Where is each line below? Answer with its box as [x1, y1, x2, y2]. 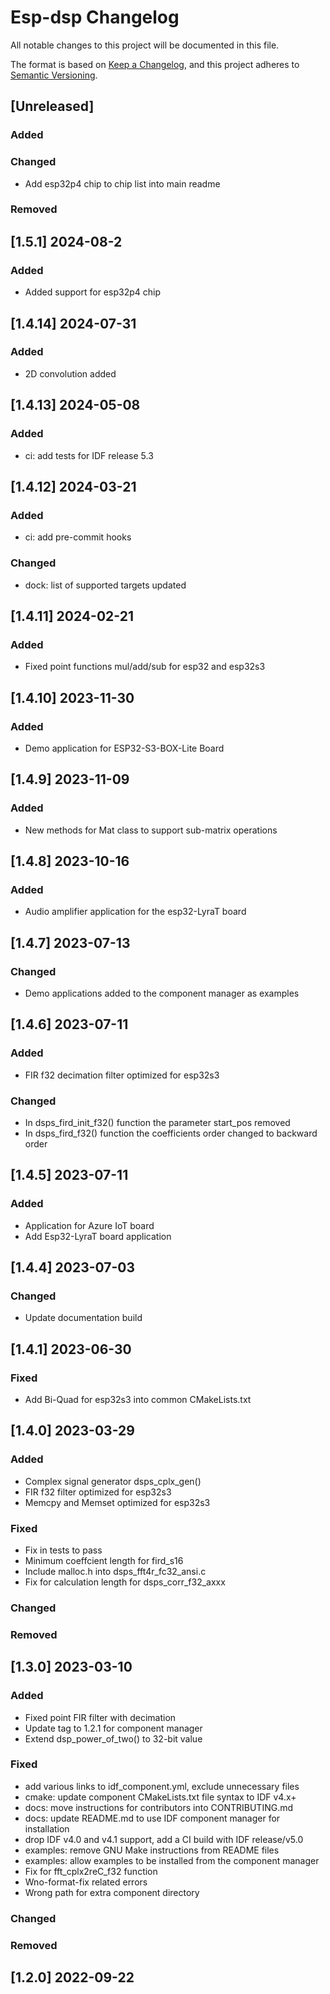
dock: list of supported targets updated [24, 579, 187, 591]
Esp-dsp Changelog [10, 6, 180, 29]
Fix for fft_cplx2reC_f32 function [24, 1865, 158, 1877]
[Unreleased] [10, 98, 95, 115]
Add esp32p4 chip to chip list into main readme [24, 177, 221, 190]
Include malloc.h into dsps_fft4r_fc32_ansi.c [24, 1565, 207, 1577]
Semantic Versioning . [10, 69, 98, 81]
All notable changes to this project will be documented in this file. [10, 39, 280, 51]
